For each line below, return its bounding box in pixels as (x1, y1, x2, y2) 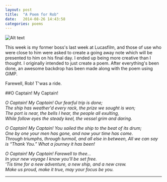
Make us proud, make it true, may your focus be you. (5, 167, 114, 173)
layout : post (5, 7, 32, 12)
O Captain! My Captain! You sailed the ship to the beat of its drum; (5, 125, 142, 131)
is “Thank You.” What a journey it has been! (5, 141, 95, 147)
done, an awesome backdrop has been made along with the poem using (5, 66, 153, 72)
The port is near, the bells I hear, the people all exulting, (5, 110, 119, 116)
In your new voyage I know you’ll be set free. (5, 156, 97, 162)
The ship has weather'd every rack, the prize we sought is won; (5, 105, 136, 111)
